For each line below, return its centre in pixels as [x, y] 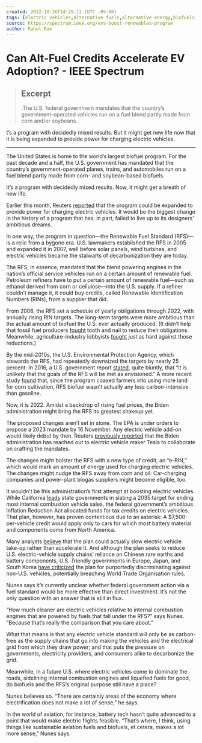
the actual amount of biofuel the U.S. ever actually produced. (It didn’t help [99, 324]
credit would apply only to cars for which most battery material [113, 523]
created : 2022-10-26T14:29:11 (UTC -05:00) [62, 12]
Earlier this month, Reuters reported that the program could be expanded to [100, 205]
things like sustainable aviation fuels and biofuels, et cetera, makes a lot [95, 727]
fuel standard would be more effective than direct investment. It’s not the [96, 592]
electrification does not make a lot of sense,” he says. [73, 703]
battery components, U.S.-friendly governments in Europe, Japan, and [93, 561]
